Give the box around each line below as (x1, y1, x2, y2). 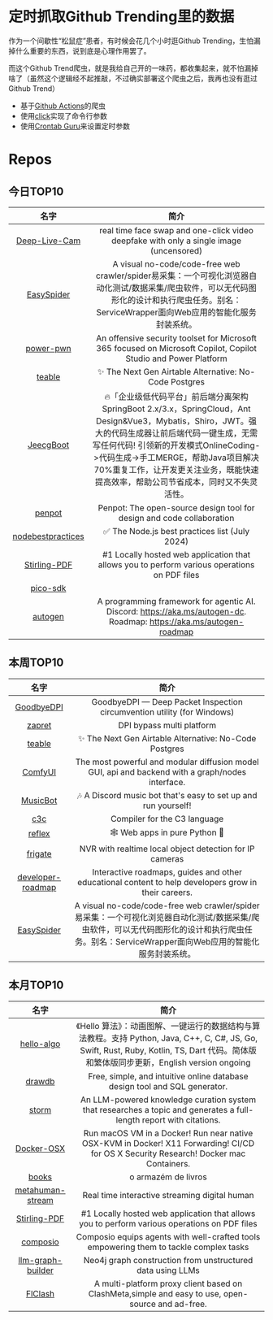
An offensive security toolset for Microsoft (96, 332, 258, 344)
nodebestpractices (12, 530, 84, 541)
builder (27, 1265, 54, 1276)
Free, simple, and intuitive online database (88, 1070, 249, 1082)
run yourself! (142, 800, 192, 811)
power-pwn (25, 342, 71, 354)
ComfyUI (22, 766, 57, 777)
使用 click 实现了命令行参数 (19, 111, 108, 120)
